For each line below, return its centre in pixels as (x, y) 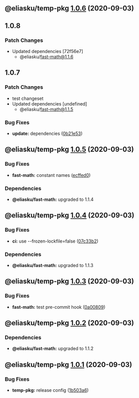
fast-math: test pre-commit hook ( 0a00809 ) (59, 307)
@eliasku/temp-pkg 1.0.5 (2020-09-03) (69, 150)
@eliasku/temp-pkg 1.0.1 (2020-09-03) (68, 365)
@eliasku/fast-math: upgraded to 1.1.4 (53, 200)
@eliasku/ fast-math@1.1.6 (46, 57)
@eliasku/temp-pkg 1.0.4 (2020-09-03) (70, 215)
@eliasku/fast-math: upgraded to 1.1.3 (53, 266)
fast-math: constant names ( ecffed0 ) (51, 175)
